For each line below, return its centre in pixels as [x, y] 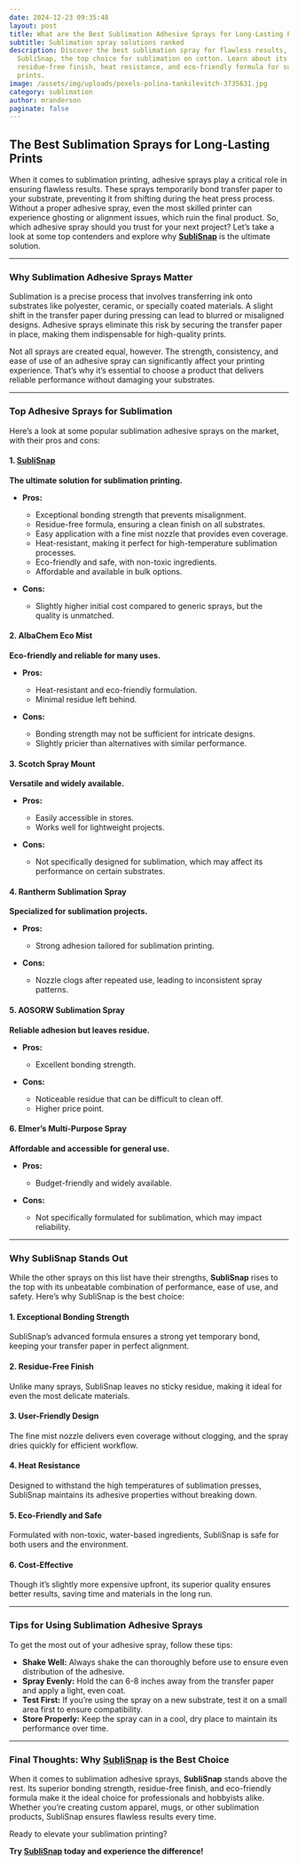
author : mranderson [45, 100]
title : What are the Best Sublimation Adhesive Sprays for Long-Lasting [146, 34]
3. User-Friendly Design [54, 1416]
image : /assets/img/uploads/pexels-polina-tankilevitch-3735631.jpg [138, 84]
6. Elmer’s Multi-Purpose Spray [68, 1129]
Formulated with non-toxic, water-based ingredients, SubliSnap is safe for [144, 1535]
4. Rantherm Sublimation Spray [68, 891]
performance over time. [65, 1728]
